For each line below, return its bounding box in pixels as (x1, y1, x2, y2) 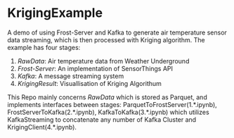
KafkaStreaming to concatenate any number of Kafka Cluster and (7, 115, 197, 124)
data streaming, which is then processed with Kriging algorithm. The (7, 35, 205, 44)
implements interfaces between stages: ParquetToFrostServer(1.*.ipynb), (7, 100, 218, 108)
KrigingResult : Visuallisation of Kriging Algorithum (17, 79, 162, 87)
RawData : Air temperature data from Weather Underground (17, 56, 190, 65)
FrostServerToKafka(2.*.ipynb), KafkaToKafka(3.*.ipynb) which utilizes (7, 108, 209, 116)
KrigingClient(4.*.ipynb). (7, 123, 77, 131)
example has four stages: (7, 43, 81, 51)
